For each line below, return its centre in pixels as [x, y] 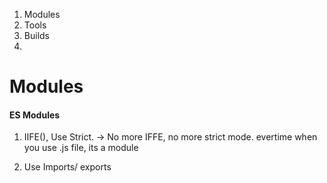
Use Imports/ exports [67, 167]
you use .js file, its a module [81, 148]
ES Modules [35, 115]
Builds [36, 35]
